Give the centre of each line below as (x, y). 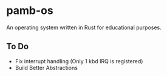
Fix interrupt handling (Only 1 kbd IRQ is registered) (79, 61)
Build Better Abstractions (46, 67)
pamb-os (30, 11)
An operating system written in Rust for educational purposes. (84, 27)
